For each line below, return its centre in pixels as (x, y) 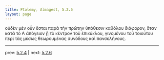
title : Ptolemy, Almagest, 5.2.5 (39, 10)
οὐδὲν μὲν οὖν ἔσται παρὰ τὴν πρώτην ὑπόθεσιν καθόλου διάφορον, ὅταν (81, 28)
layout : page (18, 14)
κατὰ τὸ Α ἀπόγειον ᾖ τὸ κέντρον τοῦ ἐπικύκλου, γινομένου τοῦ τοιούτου (79, 33)
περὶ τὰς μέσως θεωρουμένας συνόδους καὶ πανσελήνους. (65, 38)
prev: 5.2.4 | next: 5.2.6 (29, 52)
